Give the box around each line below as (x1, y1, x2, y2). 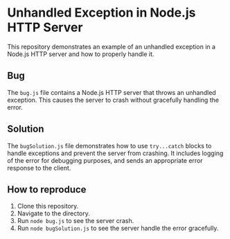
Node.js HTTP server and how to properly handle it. (7, 50, 154, 58)
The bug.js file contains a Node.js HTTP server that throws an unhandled (7, 88, 216, 96)
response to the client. (7, 163, 71, 172)
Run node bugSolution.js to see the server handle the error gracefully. (17, 224, 219, 233)
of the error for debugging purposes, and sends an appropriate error (7, 156, 203, 164)
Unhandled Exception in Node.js (7, 5, 196, 21)
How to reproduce (7, 184, 87, 195)
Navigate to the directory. (17, 209, 90, 218)
